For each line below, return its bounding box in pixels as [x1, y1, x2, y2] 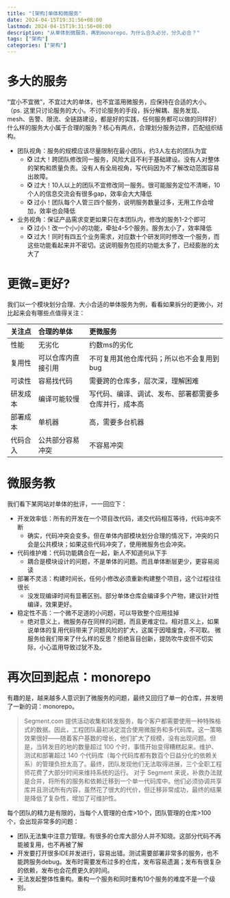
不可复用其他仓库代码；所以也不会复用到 [88, 354, 220, 363]
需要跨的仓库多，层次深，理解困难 [88, 376, 199, 385]
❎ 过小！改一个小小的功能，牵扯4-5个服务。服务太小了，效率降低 [27, 224, 212, 232]
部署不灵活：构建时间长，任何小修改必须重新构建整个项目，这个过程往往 [16, 574, 221, 582]
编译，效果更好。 [27, 600, 76, 608]
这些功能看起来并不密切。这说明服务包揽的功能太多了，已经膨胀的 [27, 241, 214, 249]
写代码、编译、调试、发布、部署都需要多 [88, 389, 220, 398]
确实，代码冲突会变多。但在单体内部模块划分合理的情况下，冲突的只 [27, 531, 220, 540]
